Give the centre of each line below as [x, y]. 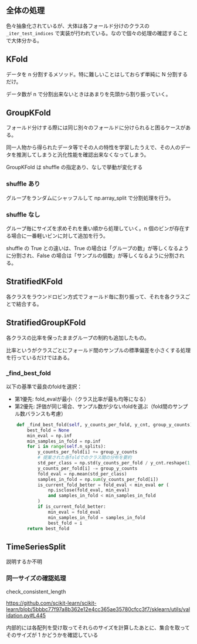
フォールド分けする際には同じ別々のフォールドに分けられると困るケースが [96, 127]
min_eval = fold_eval [74, 512]
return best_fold [48, 528]
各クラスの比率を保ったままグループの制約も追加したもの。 [78, 338]
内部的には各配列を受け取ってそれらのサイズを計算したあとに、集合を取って [98, 628]
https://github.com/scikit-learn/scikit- [51, 603]
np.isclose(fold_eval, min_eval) [89, 490]
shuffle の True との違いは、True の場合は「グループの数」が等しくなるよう [97, 248]
